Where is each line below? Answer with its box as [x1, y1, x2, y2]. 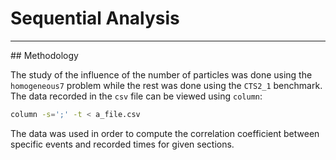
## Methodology [10, 49, 79, 61]
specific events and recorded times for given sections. [10, 138, 235, 150]
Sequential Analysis [10, 7, 180, 30]
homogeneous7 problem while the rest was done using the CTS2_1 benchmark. [10, 79, 323, 91]
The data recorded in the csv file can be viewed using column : [10, 90, 263, 102]
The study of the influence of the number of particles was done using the [10, 68, 313, 81]
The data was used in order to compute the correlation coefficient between [10, 127, 320, 139]
